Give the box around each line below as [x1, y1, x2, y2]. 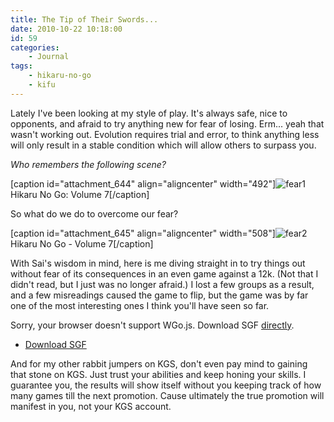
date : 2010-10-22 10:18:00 [10, 24, 123, 34]
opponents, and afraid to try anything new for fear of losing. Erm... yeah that [10, 117, 325, 130]
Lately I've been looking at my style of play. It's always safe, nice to [10, 107, 288, 119]
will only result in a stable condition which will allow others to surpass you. [10, 139, 317, 151]
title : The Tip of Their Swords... [10, 14, 159, 25]
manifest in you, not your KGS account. [10, 400, 172, 412]
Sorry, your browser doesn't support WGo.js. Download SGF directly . [10, 319, 295, 331]
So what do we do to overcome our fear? [10, 207, 179, 220]
